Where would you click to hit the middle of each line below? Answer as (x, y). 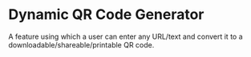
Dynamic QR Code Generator (106, 15)
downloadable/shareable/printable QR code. (81, 44)
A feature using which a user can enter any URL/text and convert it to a (125, 36)
